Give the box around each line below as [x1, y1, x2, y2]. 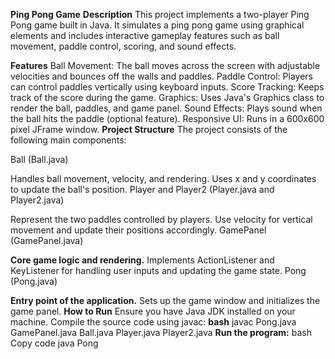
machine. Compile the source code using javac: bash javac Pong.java [10, 316, 297, 328]
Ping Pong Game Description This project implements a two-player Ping [10, 9, 310, 20]
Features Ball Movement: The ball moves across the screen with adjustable [10, 60, 321, 71]
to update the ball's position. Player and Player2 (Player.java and [10, 184, 275, 195]
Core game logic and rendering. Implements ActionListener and [10, 254, 275, 266]
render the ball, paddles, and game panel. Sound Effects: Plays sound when [10, 102, 323, 114]
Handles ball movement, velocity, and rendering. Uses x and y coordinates [10, 173, 317, 184]
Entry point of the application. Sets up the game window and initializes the [10, 295, 321, 306]
